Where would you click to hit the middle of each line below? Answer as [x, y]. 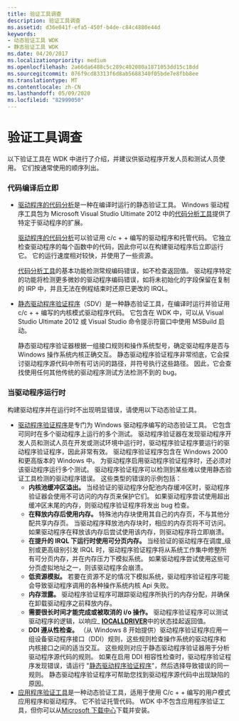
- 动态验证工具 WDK [33, 41]
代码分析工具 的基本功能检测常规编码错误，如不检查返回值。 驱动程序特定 [124, 271]
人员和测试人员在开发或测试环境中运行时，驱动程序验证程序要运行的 [124, 442]
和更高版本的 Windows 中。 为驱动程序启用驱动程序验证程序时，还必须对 [124, 460]
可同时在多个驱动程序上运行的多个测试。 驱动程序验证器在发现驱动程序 [121, 434]
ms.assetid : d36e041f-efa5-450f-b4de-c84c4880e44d [84, 27]
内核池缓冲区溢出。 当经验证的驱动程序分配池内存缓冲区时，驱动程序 [129, 487]
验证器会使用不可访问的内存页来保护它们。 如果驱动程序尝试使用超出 [129, 496]
